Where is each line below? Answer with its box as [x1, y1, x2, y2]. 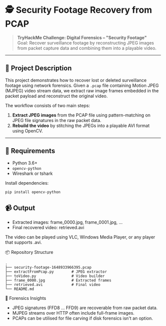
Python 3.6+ [12, 160, 38, 166]
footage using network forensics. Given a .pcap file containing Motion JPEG [5, 82, 159, 88]
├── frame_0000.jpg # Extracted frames [5, 278, 112, 283]
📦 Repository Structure [5, 249, 53, 255]
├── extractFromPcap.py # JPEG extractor [5, 269, 107, 275]
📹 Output [5, 204, 36, 212]
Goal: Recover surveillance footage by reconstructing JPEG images [17, 40, 154, 45]
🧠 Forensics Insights [5, 295, 46, 301]
